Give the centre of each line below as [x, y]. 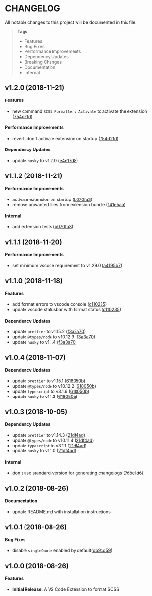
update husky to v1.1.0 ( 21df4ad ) [44, 451]
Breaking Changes [43, 62]
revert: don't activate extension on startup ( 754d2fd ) [65, 138]
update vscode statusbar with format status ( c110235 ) [67, 309]
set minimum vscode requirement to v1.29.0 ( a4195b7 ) [67, 266]
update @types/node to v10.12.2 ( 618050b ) [54, 386]
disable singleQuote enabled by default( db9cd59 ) [62, 550]
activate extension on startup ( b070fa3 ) [52, 199]
